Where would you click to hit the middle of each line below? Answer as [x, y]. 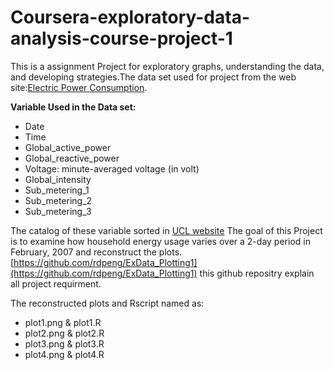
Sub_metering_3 [58, 211]
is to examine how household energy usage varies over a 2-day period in [160, 241]
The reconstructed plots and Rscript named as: [107, 303]
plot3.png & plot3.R [64, 343]
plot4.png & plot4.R [64, 354]
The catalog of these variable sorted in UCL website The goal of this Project [166, 230]
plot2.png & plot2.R [64, 333]
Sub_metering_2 [58, 200]
